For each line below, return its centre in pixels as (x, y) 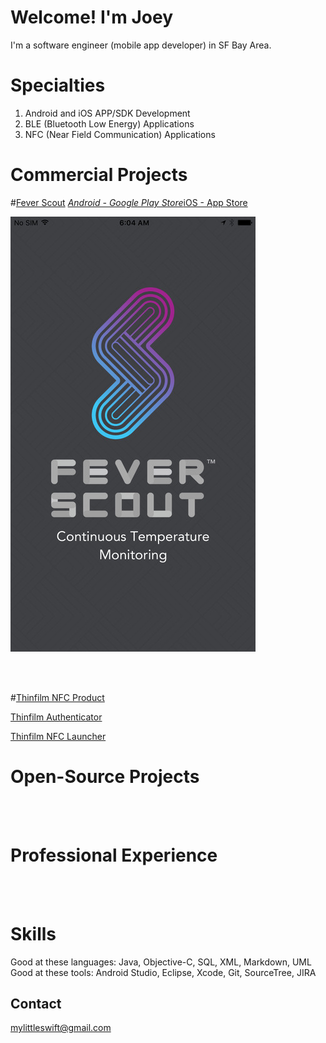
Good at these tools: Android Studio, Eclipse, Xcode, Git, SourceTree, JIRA (163, 972)
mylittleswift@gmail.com (61, 1028)
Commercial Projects (99, 175)
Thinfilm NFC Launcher (58, 736)
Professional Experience (114, 855)
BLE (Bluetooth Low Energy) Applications (109, 123)
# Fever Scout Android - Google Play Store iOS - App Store (129, 202)
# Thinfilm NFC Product (57, 697)
